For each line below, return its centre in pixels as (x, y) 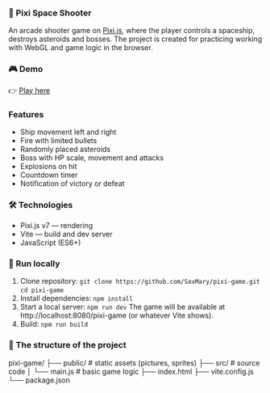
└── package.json (39, 380)
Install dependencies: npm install (76, 298)
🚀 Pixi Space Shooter (50, 13)
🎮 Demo (26, 70)
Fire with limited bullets (58, 140)
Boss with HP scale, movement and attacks (91, 158)
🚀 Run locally (34, 264)
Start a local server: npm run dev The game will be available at (123, 307)
